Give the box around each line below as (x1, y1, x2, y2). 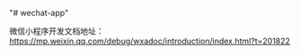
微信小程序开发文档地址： (9, 26, 104, 36)
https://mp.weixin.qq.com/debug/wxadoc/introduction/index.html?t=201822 (9, 35, 290, 46)
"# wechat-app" (9, 8, 69, 18)
